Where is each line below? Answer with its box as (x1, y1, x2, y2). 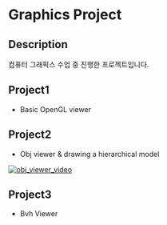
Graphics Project (8, 6, 122, 24)
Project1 (8, 83, 50, 97)
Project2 (8, 128, 52, 142)
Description (8, 38, 68, 51)
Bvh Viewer (19, 209, 58, 219)
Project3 (8, 188, 52, 202)
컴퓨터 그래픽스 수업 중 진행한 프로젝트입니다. (8, 60, 149, 69)
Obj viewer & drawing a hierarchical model (19, 149, 160, 159)
